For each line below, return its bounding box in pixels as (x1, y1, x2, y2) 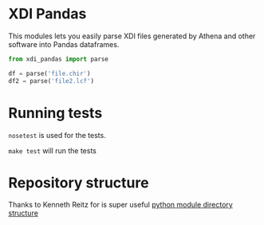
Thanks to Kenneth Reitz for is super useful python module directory (8, 200, 233, 210)
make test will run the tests (8, 145, 97, 156)
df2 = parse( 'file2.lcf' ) (8, 77, 94, 85)
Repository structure (8, 173, 149, 191)
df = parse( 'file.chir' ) (8, 69, 91, 77)
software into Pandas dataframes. (8, 39, 120, 49)
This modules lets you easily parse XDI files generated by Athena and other (8, 31, 256, 41)
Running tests (8, 104, 103, 122)
